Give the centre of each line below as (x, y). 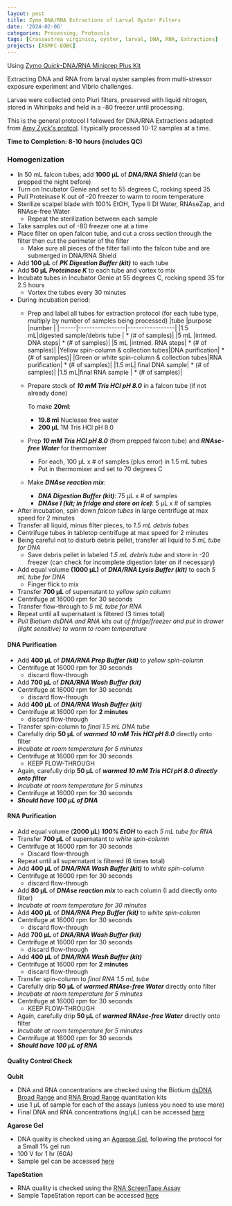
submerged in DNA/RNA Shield (72, 256)
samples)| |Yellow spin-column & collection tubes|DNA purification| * (126, 350)
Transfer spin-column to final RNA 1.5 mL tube (83, 978)
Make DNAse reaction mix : (66, 482)
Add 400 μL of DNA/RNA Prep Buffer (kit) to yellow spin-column (110, 660)
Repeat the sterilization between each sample (92, 219)
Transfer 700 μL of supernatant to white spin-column (93, 839)
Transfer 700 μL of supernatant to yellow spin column (94, 592)
